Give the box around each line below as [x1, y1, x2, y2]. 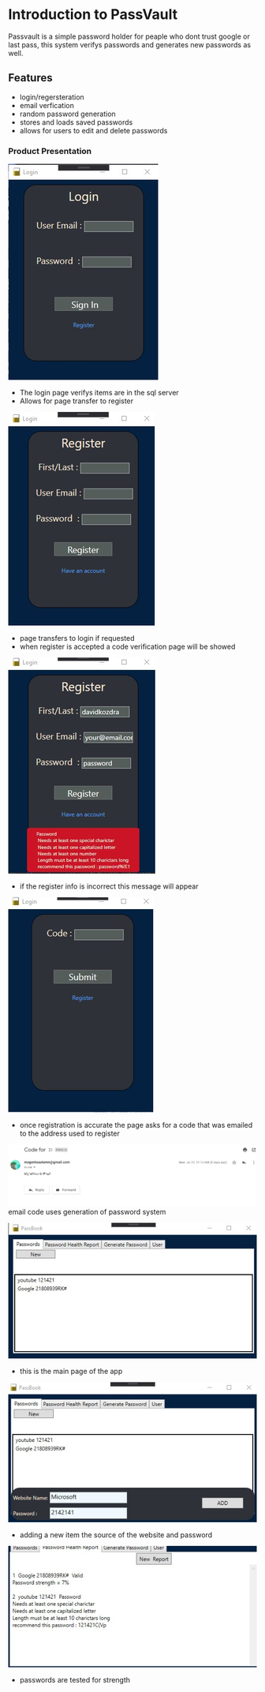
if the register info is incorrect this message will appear [19, 882, 199, 891]
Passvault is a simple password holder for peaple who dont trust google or [8, 32, 250, 41]
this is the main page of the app [19, 1367, 123, 1376]
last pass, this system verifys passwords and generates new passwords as [8, 39, 251, 49]
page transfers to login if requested [19, 634, 135, 643]
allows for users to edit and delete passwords [19, 125, 168, 135]
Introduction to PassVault [8, 6, 178, 24]
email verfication [19, 100, 75, 110]
